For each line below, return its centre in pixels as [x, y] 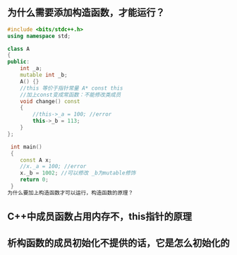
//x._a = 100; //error [53, 167]
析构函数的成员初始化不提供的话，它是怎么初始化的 [119, 243]
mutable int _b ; [44, 75]
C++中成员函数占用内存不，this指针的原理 [100, 217]
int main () [26, 147]
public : [19, 62]
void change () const [50, 101]
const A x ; [36, 160]
